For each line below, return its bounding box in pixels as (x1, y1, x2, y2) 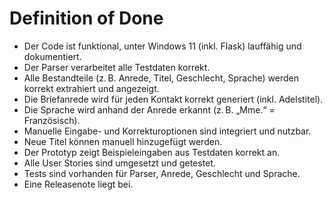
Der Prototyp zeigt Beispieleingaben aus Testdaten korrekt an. (23, 146, 281, 158)
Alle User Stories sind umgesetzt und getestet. (23, 157, 216, 169)
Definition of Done (9, 7, 164, 30)
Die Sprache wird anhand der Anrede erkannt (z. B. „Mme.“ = (23, 103, 276, 116)
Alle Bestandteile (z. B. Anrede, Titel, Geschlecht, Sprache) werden (23, 72, 299, 84)
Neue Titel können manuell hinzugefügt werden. (23, 135, 223, 147)
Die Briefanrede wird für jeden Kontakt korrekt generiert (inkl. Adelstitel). (23, 93, 324, 105)
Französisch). (23, 114, 81, 126)
